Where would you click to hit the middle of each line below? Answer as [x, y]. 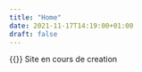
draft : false [33, 34]
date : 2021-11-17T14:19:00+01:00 [71, 26]
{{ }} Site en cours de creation [63, 60]
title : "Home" [36, 17]
